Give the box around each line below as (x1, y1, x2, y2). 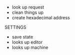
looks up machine (11, 45, 49, 50)
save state (11, 34, 33, 40)
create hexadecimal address (11, 15, 70, 20)
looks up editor (11, 39, 43, 45)
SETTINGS (4, 24, 27, 30)
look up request (11, 4, 44, 10)
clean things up (11, 9, 44, 15)
